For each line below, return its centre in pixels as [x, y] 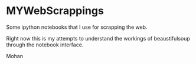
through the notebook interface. [45, 45]
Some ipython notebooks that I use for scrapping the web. [77, 27]
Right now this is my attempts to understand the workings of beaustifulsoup [98, 38]
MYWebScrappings [55, 11]
